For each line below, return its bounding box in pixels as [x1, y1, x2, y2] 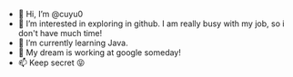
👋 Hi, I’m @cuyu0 [17, 9, 84, 19]
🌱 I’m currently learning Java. [17, 37, 129, 48]
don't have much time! [17, 28, 103, 38]
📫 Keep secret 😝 [17, 57, 86, 68]
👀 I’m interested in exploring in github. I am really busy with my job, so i [17, 18, 285, 29]
